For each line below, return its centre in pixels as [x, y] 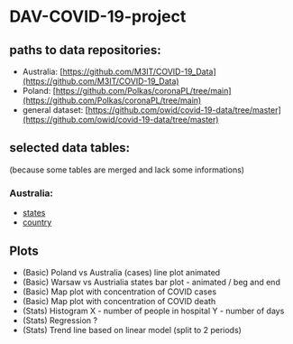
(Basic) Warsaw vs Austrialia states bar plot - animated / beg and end [151, 282]
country [37, 222]
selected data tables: [70, 148]
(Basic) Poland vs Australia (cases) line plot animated [121, 272]
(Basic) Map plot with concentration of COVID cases [119, 292]
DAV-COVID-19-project [98, 17]
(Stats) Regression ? [60, 320]
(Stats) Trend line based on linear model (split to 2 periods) [132, 330]
